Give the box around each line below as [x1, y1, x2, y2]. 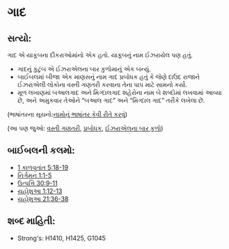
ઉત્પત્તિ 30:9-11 [17, 179, 58, 187]
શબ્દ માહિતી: [7, 216, 56, 227]
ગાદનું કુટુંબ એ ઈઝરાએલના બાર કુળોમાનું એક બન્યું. [17, 65, 151, 73]
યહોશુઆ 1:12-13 [17, 186, 63, 195]
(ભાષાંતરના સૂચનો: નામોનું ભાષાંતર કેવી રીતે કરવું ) [7, 110, 127, 119]
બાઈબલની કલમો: [7, 144, 75, 157]
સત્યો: [7, 32, 32, 44]
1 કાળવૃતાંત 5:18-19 [17, 163, 68, 172]
